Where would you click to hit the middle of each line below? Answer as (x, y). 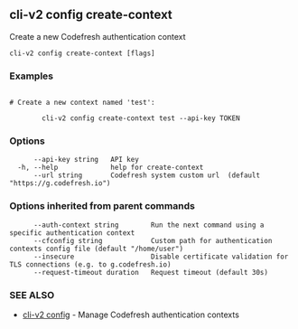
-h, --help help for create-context (111, 168)
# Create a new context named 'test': (82, 103)
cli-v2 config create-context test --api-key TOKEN (141, 118)
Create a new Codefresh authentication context (98, 36)
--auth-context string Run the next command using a (149, 225)
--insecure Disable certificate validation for (161, 257)
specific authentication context (72, 233)
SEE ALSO (32, 295)
